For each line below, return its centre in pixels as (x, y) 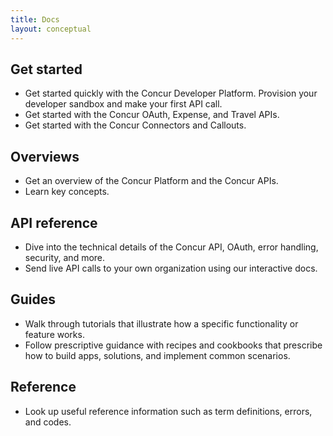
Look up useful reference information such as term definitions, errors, (168, 411)
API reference (54, 222)
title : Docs (35, 19)
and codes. (48, 422)
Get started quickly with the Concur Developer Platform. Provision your (171, 93)
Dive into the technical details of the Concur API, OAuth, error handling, (171, 247)
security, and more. (65, 257)
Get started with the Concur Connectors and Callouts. (135, 125)
